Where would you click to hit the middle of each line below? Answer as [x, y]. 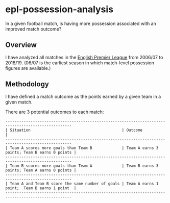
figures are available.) [28, 68]
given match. [19, 102]
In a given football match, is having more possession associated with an [81, 23]
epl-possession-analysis [59, 9]
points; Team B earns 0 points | [41, 152]
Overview [21, 45]
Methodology [27, 84]
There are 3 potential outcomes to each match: [55, 112]
